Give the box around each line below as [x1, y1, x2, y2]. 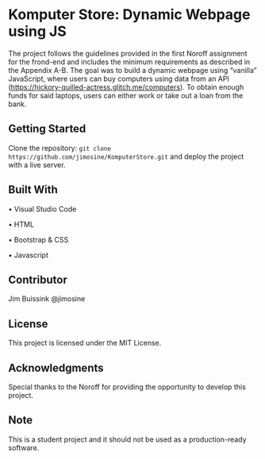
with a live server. [8, 160, 66, 170]
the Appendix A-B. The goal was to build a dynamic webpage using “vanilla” [8, 65, 257, 75]
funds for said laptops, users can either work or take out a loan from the [8, 90, 244, 100]
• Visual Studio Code [8, 204, 77, 213]
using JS [8, 22, 67, 40]
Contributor [8, 273, 67, 286]
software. [8, 442, 40, 453]
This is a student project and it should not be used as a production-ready [8, 434, 248, 444]
